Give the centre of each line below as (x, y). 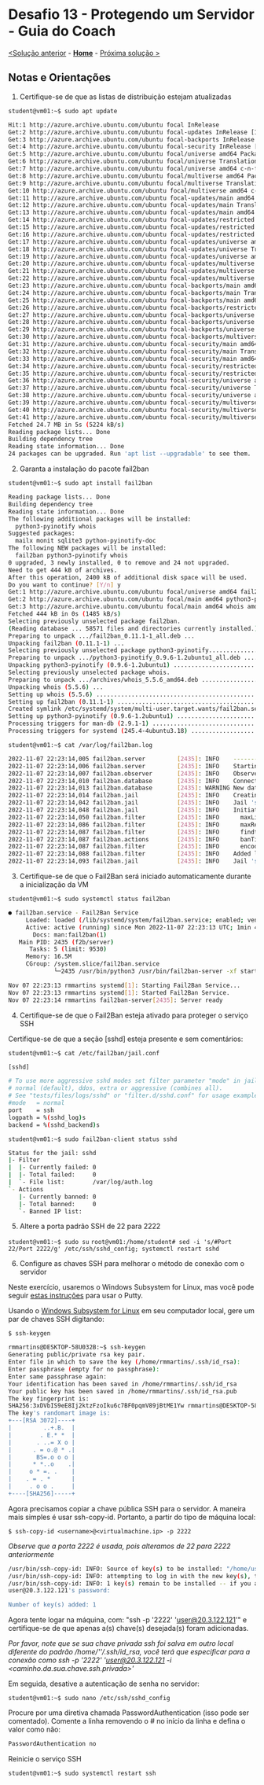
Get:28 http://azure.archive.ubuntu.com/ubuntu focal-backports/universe (132, 322)
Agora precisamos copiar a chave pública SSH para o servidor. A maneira (127, 1508)
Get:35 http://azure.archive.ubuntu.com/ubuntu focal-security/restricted (133, 374)
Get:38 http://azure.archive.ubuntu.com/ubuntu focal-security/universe (130, 396)
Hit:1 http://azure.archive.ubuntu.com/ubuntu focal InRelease (114, 125)
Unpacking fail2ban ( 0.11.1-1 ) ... (66, 643)
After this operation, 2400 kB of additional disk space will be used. (128, 577)
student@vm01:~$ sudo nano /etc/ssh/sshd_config (89, 1699)
